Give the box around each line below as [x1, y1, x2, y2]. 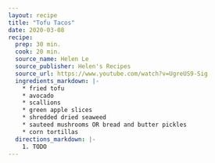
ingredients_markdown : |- [15, 77, 100, 85]
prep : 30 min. [15, 41, 61, 49]
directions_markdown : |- [15, 135, 96, 143]
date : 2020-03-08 [8, 26, 65, 34]
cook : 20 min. [15, 48, 61, 56]
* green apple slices [22, 107, 92, 114]
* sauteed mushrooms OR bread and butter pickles [22, 121, 188, 129]
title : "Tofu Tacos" [8, 19, 76, 27]
